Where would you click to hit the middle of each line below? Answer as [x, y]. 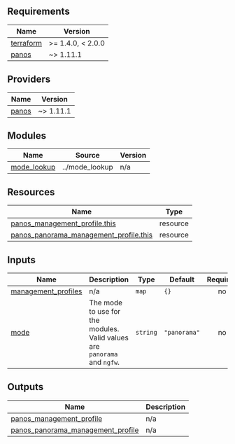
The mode [106, 303]
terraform [27, 43]
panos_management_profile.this [64, 223]
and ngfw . [105, 362]
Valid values [109, 338]
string [146, 333]
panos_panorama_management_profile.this [81, 235]
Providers [29, 79]
